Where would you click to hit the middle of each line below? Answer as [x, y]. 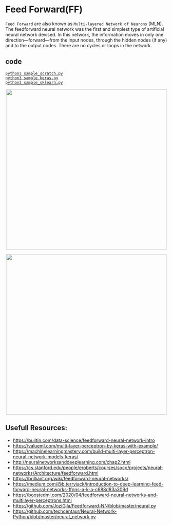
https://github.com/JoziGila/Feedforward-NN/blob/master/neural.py [84, 505]
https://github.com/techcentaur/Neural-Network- [65, 511]
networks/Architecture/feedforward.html [55, 473]
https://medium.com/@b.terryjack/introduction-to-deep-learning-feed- [88, 484]
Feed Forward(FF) [44, 9]
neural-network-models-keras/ [45, 456]
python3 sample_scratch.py [34, 73]
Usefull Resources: [36, 428]
